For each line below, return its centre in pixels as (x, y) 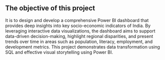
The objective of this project (50, 8)
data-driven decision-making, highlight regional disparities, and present (79, 36)
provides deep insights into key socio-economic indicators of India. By (78, 25)
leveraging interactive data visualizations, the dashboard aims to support (80, 31)
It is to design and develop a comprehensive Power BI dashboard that (77, 20)
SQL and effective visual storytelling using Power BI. (59, 52)
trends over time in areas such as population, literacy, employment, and (79, 41)
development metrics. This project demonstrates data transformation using (83, 46)
